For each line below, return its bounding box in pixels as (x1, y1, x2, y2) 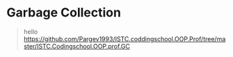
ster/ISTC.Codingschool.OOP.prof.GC (23, 42, 130, 50)
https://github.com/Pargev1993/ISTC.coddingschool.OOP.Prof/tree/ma (23, 34, 226, 43)
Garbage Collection (6, 5, 121, 21)
